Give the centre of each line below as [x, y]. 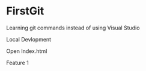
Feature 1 [17, 63]
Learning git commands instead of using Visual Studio [73, 28]
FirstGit [25, 11]
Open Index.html [27, 51]
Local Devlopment [29, 39]
